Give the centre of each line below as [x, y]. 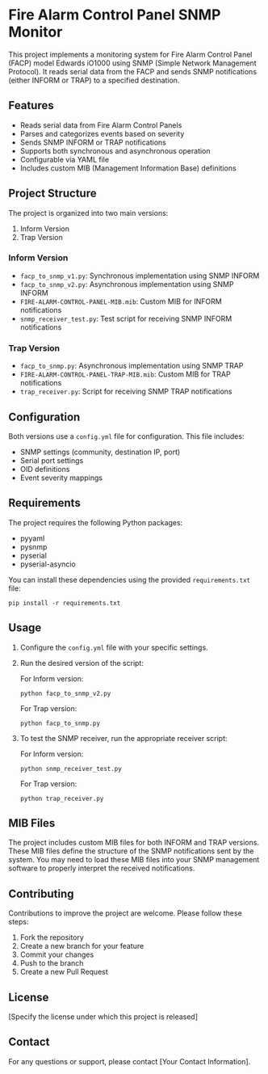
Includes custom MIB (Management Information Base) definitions [128, 168]
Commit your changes [57, 954]
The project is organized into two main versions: [88, 213]
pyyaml [32, 538]
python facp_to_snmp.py [60, 723]
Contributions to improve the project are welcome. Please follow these [125, 913]
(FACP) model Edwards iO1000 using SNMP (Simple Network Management [132, 63]
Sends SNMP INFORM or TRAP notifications [93, 142]
